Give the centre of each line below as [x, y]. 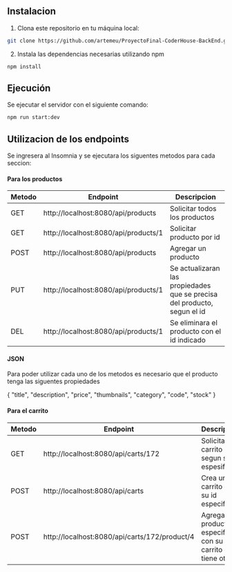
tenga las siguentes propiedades [54, 381]
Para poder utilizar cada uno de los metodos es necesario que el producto [113, 374]
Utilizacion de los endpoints [68, 139]
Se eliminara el [193, 323]
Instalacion [32, 11]
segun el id [187, 312]
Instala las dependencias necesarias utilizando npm [90, 54]
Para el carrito [28, 411]
